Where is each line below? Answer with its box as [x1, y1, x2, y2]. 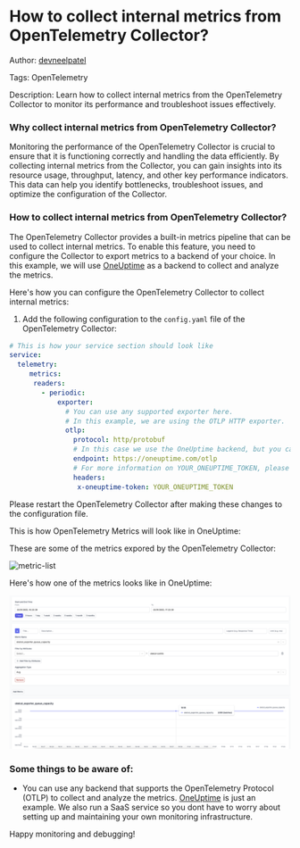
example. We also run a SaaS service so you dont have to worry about [21, 802, 281, 813]
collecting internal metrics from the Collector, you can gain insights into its [9, 161, 283, 171]
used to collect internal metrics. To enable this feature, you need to [9, 241, 256, 252]
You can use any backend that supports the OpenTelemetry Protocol [21, 783, 274, 794]
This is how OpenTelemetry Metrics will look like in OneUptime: [9, 525, 241, 536]
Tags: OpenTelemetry [9, 71, 88, 82]
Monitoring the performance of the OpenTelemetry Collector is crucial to [9, 141, 275, 153]
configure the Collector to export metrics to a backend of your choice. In [9, 250, 276, 261]
